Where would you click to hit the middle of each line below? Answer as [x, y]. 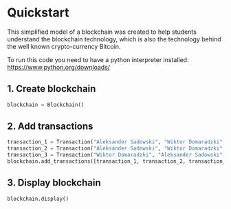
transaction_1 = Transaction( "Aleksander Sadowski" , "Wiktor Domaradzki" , [117, 142]
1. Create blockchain [52, 89]
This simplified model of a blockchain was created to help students [102, 32]
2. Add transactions [50, 127]
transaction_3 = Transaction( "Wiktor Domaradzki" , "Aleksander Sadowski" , [117, 155]
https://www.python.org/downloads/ [59, 67]
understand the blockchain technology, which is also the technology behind [114, 39]
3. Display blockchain [54, 183]
